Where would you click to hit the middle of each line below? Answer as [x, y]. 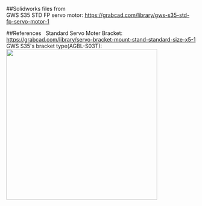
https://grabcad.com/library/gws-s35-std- [137, 15]
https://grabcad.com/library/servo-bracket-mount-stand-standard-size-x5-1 [101, 39]
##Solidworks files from [36, 9]
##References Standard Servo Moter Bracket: [65, 33]
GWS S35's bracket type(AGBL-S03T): [54, 46]
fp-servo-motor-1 [28, 21]
